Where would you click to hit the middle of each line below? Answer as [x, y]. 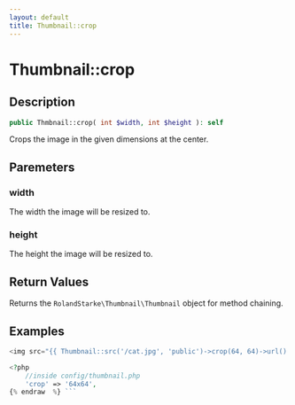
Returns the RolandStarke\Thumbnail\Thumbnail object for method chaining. [146, 303]
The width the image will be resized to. [80, 212]
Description [42, 102]
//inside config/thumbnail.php [83, 376]
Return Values [49, 281]
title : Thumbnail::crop [53, 26]
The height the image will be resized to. [81, 254]
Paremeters [42, 167]
